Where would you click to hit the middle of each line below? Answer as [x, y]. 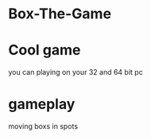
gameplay [42, 104]
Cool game [45, 50]
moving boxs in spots [43, 126]
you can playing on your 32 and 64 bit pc [75, 72]
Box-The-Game [60, 14]
